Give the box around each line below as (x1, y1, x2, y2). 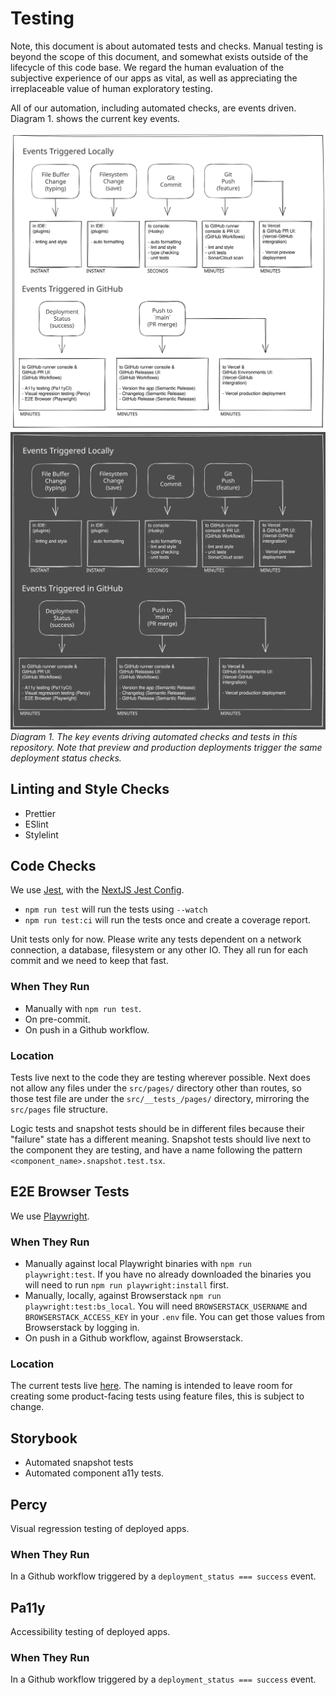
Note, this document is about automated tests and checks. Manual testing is (10, 40, 323, 52)
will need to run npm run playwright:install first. (24, 1279, 229, 1291)
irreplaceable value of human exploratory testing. (10, 82, 213, 94)
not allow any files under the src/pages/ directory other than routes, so (10, 1082, 302, 1094)
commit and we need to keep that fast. (10, 955, 169, 967)
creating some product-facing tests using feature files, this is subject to (10, 1390, 305, 1402)
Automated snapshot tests (24, 1457, 134, 1469)
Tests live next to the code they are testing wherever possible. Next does (10, 1072, 311, 1084)
